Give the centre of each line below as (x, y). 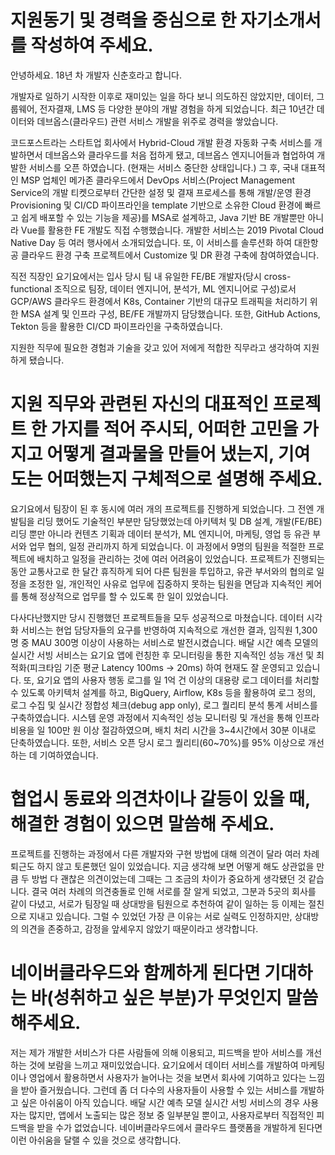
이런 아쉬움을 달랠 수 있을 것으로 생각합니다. (96, 1140)
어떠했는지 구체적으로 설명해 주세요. (184, 479)
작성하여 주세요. (92, 45)
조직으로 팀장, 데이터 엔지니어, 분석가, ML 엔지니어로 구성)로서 (175, 288)
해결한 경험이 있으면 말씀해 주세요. (142, 824)
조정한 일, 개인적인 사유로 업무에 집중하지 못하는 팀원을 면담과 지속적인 (166, 583)
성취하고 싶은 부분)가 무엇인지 (168, 998)
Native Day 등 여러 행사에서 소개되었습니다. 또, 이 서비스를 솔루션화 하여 (151, 242)
